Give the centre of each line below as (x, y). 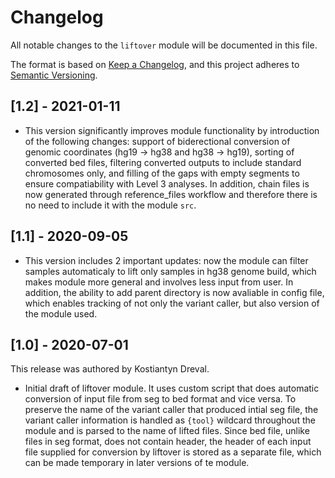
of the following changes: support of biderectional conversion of (157, 141)
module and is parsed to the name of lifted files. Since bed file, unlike (167, 431)
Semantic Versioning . (54, 75)
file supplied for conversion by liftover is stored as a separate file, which (173, 452)
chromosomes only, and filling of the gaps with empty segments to (162, 173)
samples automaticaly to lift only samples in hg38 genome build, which (170, 271)
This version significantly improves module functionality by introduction (172, 130)
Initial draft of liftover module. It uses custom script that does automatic (172, 388)
